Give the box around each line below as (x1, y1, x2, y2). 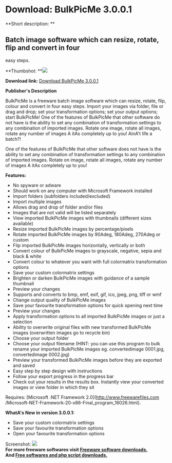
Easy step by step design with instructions (12, 367, 103, 374)
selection (12, 319, 32, 325)
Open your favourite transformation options (12, 430, 105, 436)
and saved (12, 362, 35, 368)
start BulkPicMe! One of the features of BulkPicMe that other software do (5, 114, 160, 120)
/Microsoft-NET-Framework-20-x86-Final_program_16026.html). (5, 399, 141, 405)
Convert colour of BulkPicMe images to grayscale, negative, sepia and (12, 248, 162, 254)
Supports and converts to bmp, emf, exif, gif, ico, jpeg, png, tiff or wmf (12, 291, 162, 298)
